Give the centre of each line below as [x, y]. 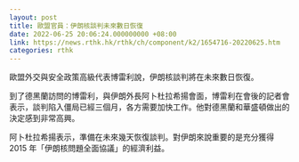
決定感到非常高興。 [44, 118]
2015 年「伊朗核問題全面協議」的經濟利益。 [89, 149]
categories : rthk [41, 51]
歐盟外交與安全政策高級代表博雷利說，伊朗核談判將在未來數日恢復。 [134, 77]
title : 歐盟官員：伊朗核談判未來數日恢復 [77, 26]
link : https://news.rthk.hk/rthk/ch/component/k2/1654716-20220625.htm [145, 42]
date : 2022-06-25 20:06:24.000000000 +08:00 [93, 34]
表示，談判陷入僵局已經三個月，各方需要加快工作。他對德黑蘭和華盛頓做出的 [149, 107]
